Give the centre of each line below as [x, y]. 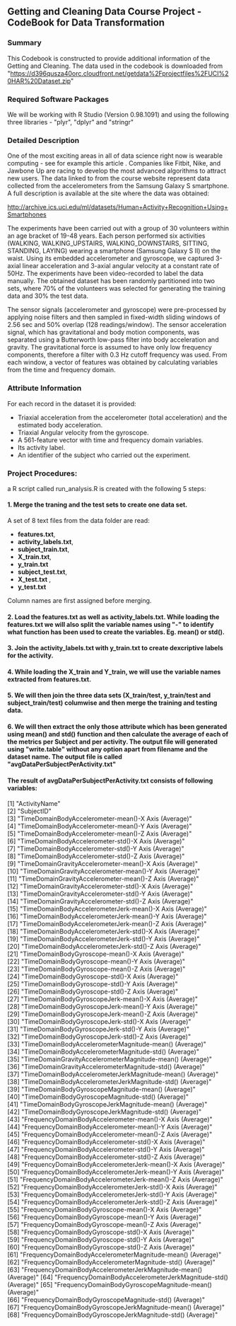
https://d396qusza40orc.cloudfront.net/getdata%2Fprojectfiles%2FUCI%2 [119, 73]
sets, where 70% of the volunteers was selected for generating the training [117, 289]
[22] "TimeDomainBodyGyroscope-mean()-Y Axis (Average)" [96, 962]
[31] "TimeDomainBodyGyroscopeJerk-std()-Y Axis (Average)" [98, 1030]
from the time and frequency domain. [61, 370]
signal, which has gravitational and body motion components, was [104, 333]
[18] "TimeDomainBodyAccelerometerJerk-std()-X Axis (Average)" [104, 932]
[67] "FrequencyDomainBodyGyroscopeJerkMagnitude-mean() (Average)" [116, 1308]
